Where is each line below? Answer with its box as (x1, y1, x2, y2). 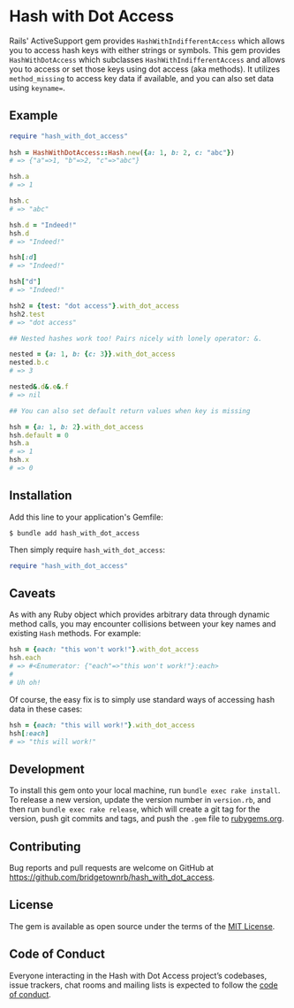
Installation (9, 489, 72, 504)
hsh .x (9, 456, 29, 465)
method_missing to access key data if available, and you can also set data (9, 73, 275, 83)
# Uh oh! (9, 678, 41, 687)
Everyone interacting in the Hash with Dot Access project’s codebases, (9, 970, 268, 981)
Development (9, 761, 86, 776)
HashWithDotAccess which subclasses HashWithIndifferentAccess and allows (9, 54, 285, 65)
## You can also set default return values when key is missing (9, 406, 251, 415)
